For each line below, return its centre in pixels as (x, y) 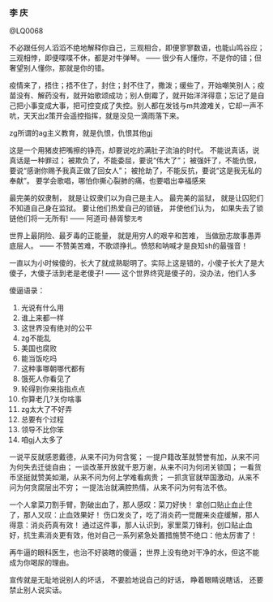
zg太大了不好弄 (46, 409)
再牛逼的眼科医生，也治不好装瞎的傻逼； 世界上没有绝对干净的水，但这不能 (134, 552)
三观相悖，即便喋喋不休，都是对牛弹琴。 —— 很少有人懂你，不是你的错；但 (135, 58)
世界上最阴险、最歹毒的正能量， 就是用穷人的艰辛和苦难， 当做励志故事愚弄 (135, 236)
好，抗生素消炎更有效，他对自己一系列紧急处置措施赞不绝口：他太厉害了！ (133, 535)
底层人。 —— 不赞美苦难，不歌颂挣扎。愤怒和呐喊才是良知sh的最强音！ (129, 246)
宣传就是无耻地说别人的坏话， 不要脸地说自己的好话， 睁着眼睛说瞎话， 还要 (136, 580)
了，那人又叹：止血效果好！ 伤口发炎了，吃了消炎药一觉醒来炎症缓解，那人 (134, 515)
